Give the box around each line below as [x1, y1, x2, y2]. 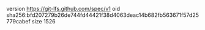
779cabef [6, 18, 31, 25]
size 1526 [31, 18, 56, 25]
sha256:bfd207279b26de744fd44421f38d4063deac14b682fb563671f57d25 [6, 11, 199, 19]
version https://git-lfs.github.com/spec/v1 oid [6, 5, 121, 12]
